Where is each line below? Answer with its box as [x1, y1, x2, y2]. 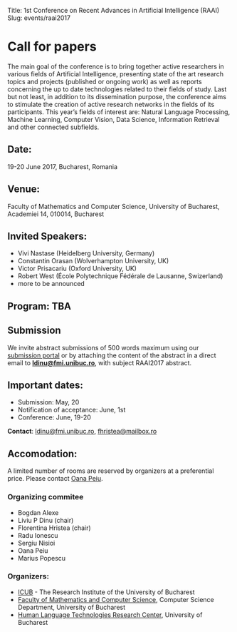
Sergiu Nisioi [17, 539, 56, 547]
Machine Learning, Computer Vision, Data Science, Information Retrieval [7, 115, 220, 123]
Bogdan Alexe [17, 508, 59, 516]
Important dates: [7, 379, 84, 391]
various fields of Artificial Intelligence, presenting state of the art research [7, 69, 224, 78]
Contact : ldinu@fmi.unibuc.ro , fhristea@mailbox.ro [7, 427, 157, 436]
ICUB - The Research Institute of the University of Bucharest [17, 588, 195, 596]
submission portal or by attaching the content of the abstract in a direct [7, 351, 216, 360]
